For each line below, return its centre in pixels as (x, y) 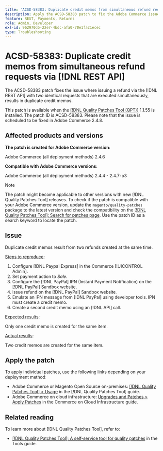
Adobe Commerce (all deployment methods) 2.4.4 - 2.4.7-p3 (66, 175)
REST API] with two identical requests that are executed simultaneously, (77, 95)
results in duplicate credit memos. (39, 101)
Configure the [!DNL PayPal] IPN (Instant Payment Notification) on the (82, 281)
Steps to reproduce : (25, 257)
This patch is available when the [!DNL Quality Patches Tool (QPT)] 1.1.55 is (80, 110)
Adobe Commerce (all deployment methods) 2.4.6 (55, 156)
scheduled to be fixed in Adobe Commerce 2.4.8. (54, 120)
